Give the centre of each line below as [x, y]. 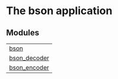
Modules [23, 33]
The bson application [59, 11]
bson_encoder [29, 68]
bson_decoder [29, 58]
